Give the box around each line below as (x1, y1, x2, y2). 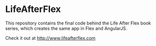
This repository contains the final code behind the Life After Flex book (5, 20, 151, 26)
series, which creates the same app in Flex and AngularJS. (5, 25, 128, 31)
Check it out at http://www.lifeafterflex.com (5, 35, 96, 41)
